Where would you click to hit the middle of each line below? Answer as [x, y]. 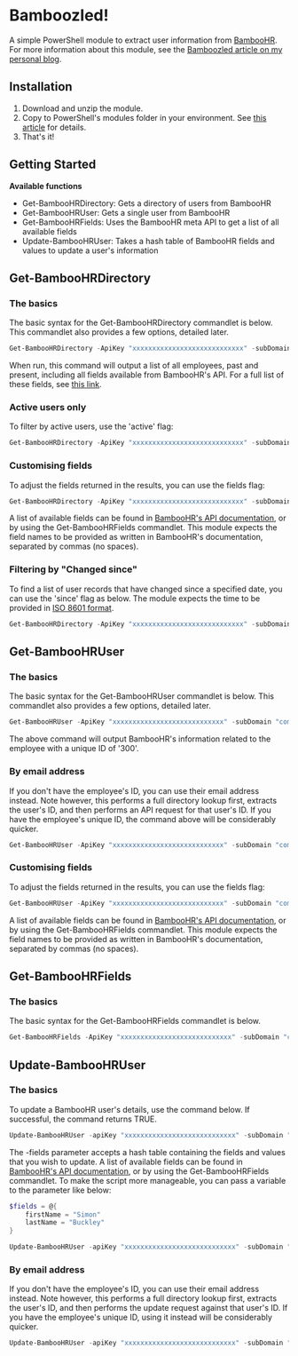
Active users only [48, 408]
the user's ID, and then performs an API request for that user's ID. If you [141, 810]
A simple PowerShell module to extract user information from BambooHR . [143, 40]
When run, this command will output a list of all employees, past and [134, 366]
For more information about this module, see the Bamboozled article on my [146, 49]
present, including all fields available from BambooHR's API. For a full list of [147, 375]
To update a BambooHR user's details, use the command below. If [129, 1109]
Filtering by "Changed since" [73, 569]
